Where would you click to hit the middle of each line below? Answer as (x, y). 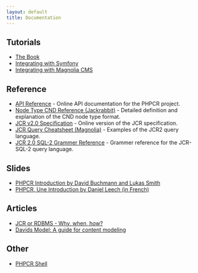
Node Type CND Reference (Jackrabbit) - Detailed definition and (96, 110)
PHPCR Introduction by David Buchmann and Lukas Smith (87, 183)
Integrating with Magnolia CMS (54, 70)
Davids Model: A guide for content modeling (70, 230)
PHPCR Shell (31, 263)
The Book (27, 57)
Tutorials (23, 42)
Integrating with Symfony (47, 63)
